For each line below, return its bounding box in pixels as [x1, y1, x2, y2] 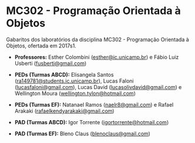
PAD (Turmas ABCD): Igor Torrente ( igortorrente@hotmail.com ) [14, 118, 169, 125]
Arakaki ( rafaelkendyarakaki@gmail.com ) [14, 107, 115, 114]
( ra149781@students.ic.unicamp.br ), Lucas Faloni [14, 77, 134, 84]
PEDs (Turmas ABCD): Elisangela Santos [14, 71, 114, 78]
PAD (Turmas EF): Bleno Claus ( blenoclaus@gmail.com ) [14, 130, 151, 137]
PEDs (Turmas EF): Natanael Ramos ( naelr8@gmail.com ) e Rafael [14, 101, 174, 108]
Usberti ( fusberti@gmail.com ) [14, 60, 87, 67]
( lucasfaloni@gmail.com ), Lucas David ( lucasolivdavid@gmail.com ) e [14, 83, 182, 90]
